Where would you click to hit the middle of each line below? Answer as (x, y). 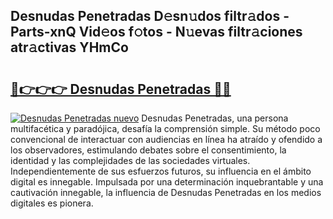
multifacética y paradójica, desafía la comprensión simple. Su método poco (165, 128)
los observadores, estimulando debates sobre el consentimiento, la (148, 150)
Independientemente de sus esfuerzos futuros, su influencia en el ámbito (161, 171)
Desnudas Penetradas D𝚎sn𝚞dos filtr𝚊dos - (150, 16)
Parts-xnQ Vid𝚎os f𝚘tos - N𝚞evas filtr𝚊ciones (156, 32)
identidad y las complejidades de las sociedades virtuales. (130, 160)
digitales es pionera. (52, 203)
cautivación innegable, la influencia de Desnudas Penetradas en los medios (166, 192)
